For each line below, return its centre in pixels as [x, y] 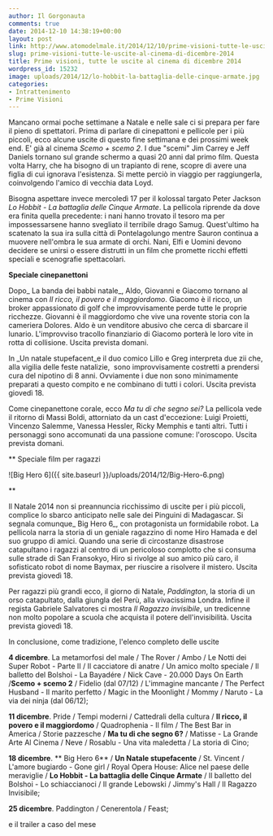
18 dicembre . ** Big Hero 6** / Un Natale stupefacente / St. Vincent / [127, 759]
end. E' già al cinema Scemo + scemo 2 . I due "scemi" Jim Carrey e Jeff [129, 148]
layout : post [30, 39]
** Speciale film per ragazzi [54, 459]
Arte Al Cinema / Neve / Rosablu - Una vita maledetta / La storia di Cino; [129, 742]
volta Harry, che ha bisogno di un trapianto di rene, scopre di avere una [128, 166]
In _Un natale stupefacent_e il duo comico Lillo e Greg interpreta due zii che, [136, 358]
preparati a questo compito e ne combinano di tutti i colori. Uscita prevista [132, 384]
